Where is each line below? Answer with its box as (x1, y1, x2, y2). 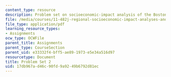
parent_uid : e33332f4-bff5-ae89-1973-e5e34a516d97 (5, 50, 115, 55)
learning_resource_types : (5, 26, 60, 31)
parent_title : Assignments (5, 41, 63, 46)
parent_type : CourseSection (5, 45, 65, 50)
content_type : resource (5, 7, 56, 13)
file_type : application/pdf (5, 21, 65, 27)
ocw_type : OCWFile (5, 36, 44, 41)
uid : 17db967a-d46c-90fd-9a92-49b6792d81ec (5, 64, 99, 69)
